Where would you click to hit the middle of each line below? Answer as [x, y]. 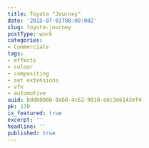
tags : [15, 54]
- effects [22, 60]
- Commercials [29, 47]
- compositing [29, 73]
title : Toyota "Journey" [44, 14]
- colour [20, 67]
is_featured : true [35, 113]
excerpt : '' [25, 120]
